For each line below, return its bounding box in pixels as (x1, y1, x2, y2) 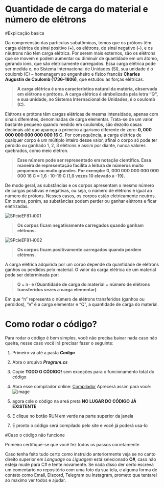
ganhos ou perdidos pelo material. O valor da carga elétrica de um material (5, 267, 156, 273)
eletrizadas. (5, 203, 29, 209)
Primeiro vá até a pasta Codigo (12, 349, 75, 355)
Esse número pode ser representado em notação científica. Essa (17, 157, 152, 163)
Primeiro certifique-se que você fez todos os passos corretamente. (5, 441, 141, 447)
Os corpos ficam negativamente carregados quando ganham (17, 222, 144, 228)
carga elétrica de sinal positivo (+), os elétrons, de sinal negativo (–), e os (5, 45, 153, 51)
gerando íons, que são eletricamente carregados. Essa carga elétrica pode (5, 61, 156, 66)
